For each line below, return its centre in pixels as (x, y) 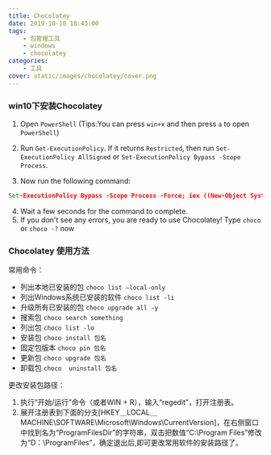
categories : (28, 61)
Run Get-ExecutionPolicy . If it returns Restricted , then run (117, 148)
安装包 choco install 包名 (63, 338)
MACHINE (37, 423)
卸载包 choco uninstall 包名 (69, 368)
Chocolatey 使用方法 (49, 251)
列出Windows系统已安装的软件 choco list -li (97, 297)
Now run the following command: (75, 181)
